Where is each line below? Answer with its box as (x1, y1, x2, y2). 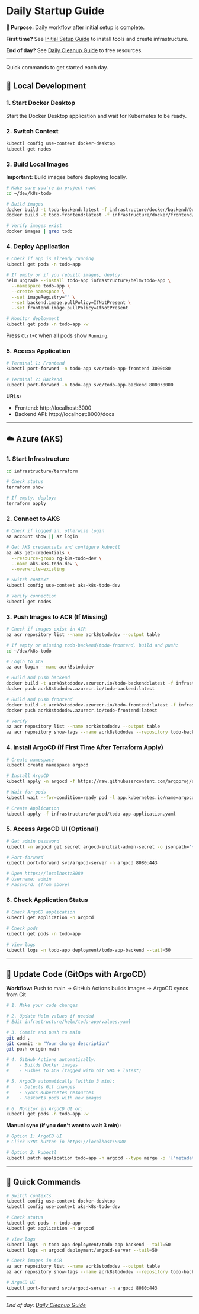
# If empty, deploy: (6, 495, 57, 501)
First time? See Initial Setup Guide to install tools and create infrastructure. (6, 35, 188, 42)
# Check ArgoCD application (6, 909, 76, 915)
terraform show (6, 484, 44, 490)
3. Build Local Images (6, 160, 69, 168)
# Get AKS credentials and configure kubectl (6, 544, 120, 550)
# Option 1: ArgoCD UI (6, 1133, 62, 1139)
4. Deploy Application (6, 242, 70, 251)
